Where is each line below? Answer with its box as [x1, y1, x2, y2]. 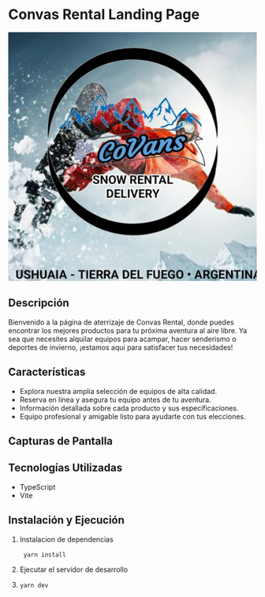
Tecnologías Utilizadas [8, 461, 123, 475]
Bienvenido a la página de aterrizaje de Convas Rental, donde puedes [8, 317, 234, 327]
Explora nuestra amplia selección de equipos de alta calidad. [19, 386, 218, 396]
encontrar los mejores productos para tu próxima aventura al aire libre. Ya [8, 325, 248, 335]
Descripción [8, 296, 69, 310]
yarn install [23, 550, 66, 558]
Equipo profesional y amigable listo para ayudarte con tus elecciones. [19, 411, 246, 421]
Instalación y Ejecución [8, 513, 125, 527]
